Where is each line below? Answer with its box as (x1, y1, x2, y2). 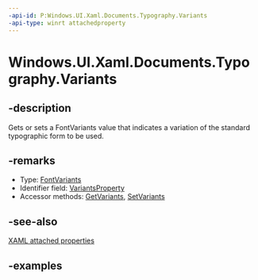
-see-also (8, 215, 58, 228)
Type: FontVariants (19, 175, 82, 185)
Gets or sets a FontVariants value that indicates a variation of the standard (8, 122, 251, 132)
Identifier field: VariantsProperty (19, 183, 125, 193)
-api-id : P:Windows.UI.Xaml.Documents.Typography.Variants (8, 11, 208, 20)
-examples (8, 259, 63, 272)
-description (8, 102, 71, 115)
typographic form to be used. (8, 131, 105, 140)
